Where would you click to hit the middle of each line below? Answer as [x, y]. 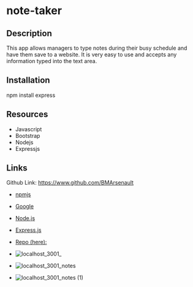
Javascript [28, 129]
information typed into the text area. [52, 61]
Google [25, 207]
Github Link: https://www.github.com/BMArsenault [70, 183]
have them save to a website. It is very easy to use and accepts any [92, 55]
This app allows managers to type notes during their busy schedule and [97, 48]
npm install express [31, 95]
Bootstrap [28, 136]
